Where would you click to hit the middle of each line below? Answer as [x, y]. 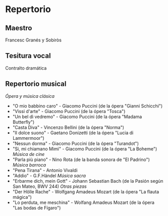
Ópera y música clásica [30, 96]
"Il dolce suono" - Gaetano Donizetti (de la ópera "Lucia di [73, 133]
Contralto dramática [26, 68]
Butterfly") [23, 122]
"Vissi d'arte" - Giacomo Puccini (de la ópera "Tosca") [69, 111]
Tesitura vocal [28, 56]
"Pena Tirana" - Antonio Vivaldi [45, 170]
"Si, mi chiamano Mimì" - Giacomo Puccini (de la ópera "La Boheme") [85, 149]
